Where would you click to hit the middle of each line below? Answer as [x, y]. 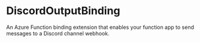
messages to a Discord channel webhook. [58, 33]
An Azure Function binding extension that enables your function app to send [100, 27]
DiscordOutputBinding [63, 11]
